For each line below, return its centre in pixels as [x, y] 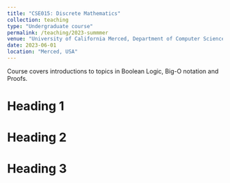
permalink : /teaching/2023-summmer [58, 33]
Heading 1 [36, 106]
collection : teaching [38, 20]
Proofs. [17, 78]
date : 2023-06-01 [32, 45]
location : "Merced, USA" [42, 52]
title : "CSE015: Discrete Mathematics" [64, 13]
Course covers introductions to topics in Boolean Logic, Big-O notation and [113, 71]
